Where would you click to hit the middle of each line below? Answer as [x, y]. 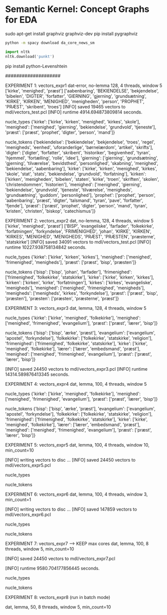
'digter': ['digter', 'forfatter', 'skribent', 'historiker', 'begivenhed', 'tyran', [78, 152]
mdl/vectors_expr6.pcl [28, 514]
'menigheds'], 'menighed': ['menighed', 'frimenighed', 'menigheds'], [75, 288]
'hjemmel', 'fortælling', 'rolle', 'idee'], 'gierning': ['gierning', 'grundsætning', [82, 158]
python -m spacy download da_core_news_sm [50, 43]
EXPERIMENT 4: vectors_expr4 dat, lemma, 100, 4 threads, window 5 [76, 384]
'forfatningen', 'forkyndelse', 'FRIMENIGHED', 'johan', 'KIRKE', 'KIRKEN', [78, 231]
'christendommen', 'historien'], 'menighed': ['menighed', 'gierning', [74, 184]
